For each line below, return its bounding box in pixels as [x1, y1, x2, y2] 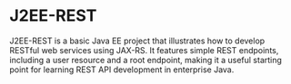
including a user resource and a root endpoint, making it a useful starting [9, 54, 282, 65]
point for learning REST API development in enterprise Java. [9, 64, 235, 75]
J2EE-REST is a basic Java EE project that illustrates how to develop [9, 35, 266, 46]
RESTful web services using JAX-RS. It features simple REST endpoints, [9, 44, 279, 55]
